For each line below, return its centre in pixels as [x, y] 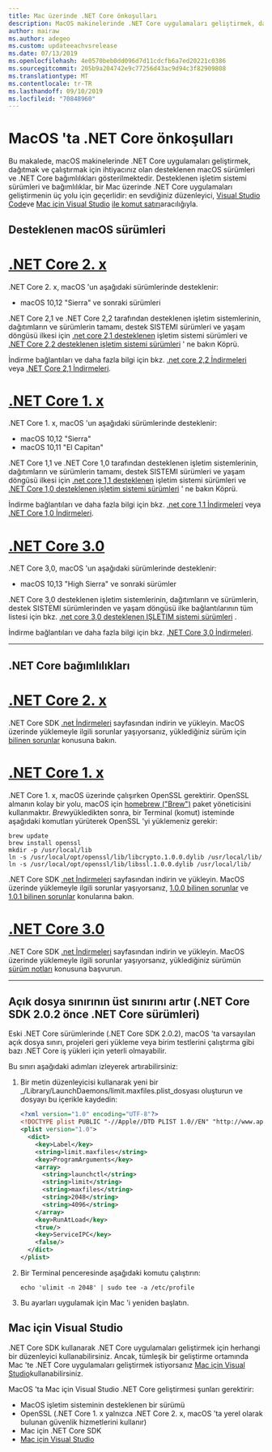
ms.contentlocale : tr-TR [50, 83]
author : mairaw [34, 31]
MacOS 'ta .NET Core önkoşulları [121, 139]
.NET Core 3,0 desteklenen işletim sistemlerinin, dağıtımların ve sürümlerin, [134, 600]
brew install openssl [45, 843]
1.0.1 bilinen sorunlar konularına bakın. [72, 896]
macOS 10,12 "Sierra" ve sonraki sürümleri [90, 302]
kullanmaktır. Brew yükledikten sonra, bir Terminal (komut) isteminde [121, 812]
